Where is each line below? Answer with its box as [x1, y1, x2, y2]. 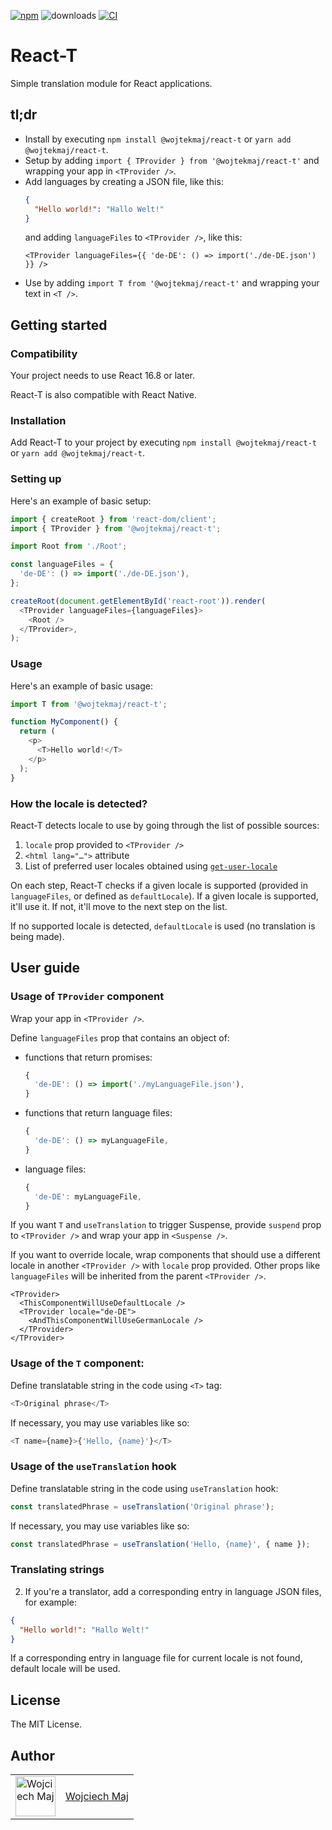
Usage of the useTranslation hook [10, 1460, 177, 1474]
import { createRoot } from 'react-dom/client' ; [10, 514, 217, 524]
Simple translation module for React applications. [10, 77, 213, 89]
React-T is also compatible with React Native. [10, 389, 197, 401]
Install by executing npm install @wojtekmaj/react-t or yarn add [24, 133, 292, 145]
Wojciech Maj [65, 1790, 129, 1804]
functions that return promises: [24, 1051, 153, 1063]
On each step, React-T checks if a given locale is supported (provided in [10, 879, 308, 891]
